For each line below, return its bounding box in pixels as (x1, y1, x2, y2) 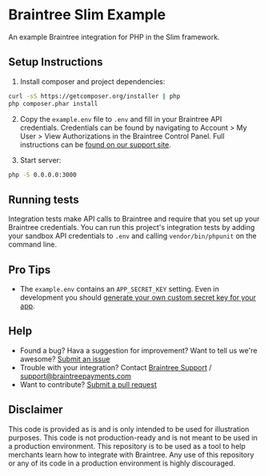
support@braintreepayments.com (19, 371, 132, 381)
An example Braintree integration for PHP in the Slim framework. (8, 32, 220, 42)
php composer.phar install (8, 99, 98, 107)
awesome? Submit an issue (19, 354, 110, 364)
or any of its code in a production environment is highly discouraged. (8, 458, 236, 468)
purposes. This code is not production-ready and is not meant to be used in (8, 433, 258, 442)
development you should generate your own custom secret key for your (19, 292, 257, 302)
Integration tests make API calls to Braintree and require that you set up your (8, 214, 260, 224)
